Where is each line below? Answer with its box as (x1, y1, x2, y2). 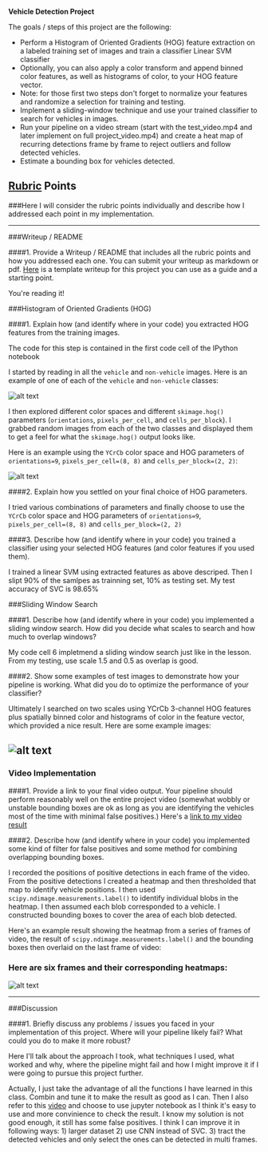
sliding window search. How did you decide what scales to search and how (8, 623, 255, 633)
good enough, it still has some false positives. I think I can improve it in (8, 1117, 241, 1127)
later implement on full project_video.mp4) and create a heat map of (19, 131, 243, 140)
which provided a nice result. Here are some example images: (8, 720, 211, 730)
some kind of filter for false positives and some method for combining (8, 843, 238, 853)
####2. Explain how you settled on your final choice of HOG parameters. (8, 487, 247, 496)
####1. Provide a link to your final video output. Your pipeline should (8, 786, 233, 795)
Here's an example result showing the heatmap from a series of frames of (8, 925, 251, 935)
